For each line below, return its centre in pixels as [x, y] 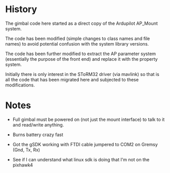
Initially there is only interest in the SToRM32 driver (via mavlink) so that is [82, 74]
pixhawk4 [23, 165]
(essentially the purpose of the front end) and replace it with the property [81, 59]
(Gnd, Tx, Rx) [26, 150]
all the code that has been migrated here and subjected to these [72, 79]
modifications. [20, 85]
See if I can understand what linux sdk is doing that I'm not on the [81, 159]
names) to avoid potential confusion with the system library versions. [77, 44]
